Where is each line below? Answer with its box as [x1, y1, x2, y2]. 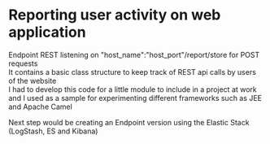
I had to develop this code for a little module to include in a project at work [8, 84, 258, 94]
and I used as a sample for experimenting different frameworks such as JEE [8, 93, 263, 103]
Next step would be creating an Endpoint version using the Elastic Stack [8, 117, 250, 127]
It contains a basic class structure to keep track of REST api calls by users [8, 67, 256, 76]
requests [8, 59, 38, 68]
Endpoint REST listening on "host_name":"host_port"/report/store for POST [8, 50, 260, 59]
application [8, 23, 87, 41]
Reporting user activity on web [8, 6, 221, 24]
